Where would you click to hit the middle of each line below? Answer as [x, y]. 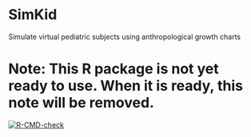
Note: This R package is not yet [114, 69]
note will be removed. [81, 103]
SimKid [33, 15]
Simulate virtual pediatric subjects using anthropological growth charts [125, 37]
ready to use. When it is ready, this [126, 86]
